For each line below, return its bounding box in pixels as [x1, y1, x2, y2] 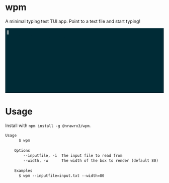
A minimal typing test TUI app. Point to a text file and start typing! [5, 18, 141, 24]
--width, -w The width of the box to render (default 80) [23, 158, 158, 163]
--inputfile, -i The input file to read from [23, 153, 123, 158]
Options [14, 148, 30, 153]
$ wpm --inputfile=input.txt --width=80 [18, 173, 105, 178]
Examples [14, 168, 33, 173]
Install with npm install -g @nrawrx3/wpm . [5, 123, 91, 129]
